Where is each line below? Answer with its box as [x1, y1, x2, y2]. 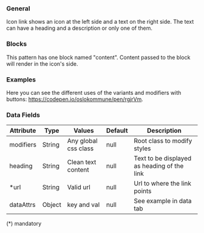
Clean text [67, 158, 97, 167]
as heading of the [134, 162, 184, 170]
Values [73, 127, 94, 135]
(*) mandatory [6, 220, 42, 228]
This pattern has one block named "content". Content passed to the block [6, 54, 191, 61]
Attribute [9, 127, 36, 135]
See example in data [134, 196, 192, 205]
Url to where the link [134, 179, 191, 188]
